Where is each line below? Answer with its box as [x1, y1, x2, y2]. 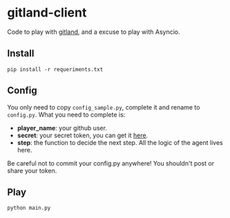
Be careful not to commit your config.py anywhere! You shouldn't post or [7, 159, 215, 167]
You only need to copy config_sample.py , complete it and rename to [7, 103, 200, 111]
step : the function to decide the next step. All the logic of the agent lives [17, 138, 223, 146]
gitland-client [7, 5, 87, 21]
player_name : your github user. [17, 123, 107, 132]
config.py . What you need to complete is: [7, 110, 126, 119]
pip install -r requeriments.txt [7, 66, 104, 73]
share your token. [7, 166, 57, 175]
